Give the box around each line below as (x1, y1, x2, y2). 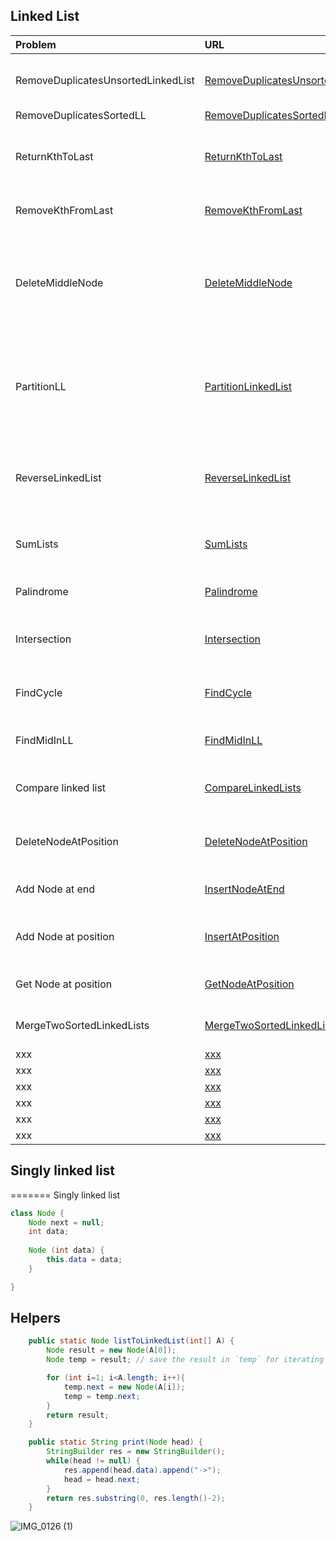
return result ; (46, 1410, 110, 1420)
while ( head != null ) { (46, 1456, 141, 1466)
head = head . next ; (63, 1474, 141, 1484)
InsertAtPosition (204, 929, 280, 943)
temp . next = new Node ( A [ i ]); (63, 1382, 186, 1392)
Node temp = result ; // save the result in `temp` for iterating (46, 1355, 325, 1365)
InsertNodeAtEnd (204, 882, 285, 896)
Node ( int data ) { (28, 1245, 105, 1256)
